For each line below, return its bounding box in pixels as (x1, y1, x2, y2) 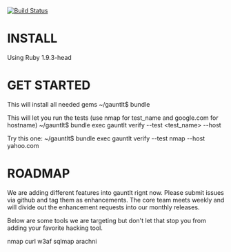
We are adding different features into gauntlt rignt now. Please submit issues (7, 188, 224, 196)
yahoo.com (7, 141, 39, 149)
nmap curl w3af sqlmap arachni (7, 237, 98, 245)
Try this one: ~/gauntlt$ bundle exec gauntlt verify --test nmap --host (7, 134, 205, 143)
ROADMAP (7, 166, 70, 182)
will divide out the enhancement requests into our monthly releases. (7, 203, 200, 211)
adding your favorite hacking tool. (7, 224, 103, 232)
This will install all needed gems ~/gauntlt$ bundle (7, 100, 150, 108)
